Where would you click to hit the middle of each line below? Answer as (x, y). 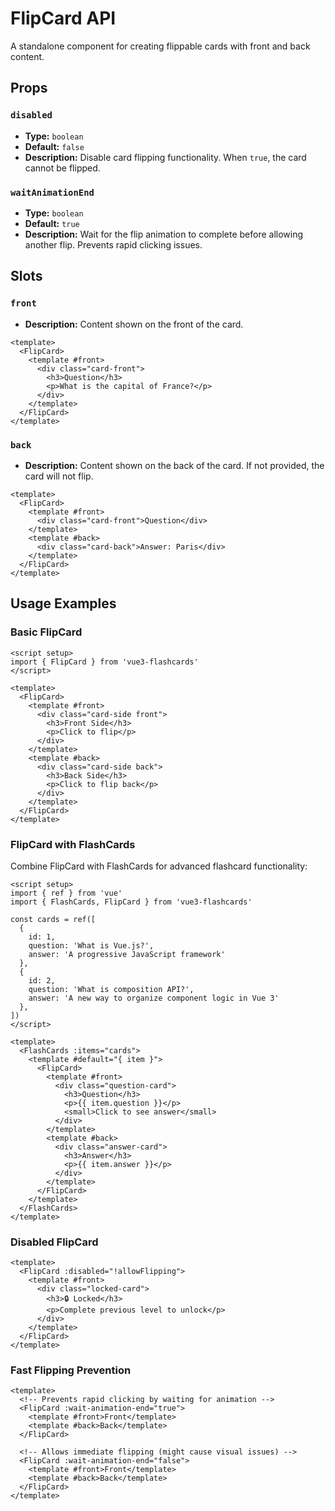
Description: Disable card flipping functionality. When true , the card (165, 157)
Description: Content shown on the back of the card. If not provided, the (174, 465)
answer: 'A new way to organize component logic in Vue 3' (154, 998)
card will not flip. (59, 476)
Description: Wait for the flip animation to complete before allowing (164, 234)
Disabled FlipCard (54, 1242)
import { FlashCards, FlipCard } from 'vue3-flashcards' (131, 902)
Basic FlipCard (46, 632)
